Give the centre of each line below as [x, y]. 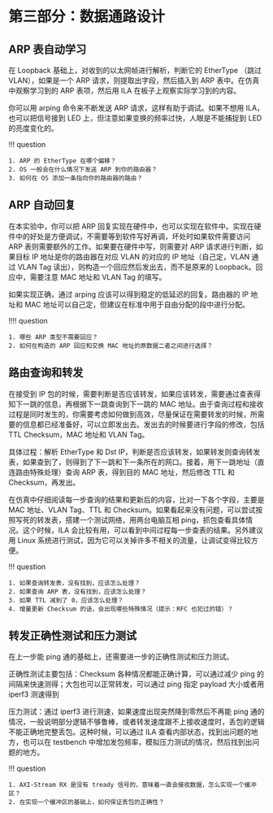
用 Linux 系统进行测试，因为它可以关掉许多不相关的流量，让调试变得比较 [130, 540]
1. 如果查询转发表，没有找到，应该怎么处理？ [74, 583]
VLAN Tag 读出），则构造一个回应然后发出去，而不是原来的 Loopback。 [136, 267]
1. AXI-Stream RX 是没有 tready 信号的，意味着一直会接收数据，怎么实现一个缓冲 [133, 785]
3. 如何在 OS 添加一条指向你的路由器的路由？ [76, 178]
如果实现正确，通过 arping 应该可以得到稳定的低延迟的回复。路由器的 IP [129, 294]
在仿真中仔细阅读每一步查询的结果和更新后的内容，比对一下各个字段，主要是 [136, 499]
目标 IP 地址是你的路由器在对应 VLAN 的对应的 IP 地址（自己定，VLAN [132, 256]
